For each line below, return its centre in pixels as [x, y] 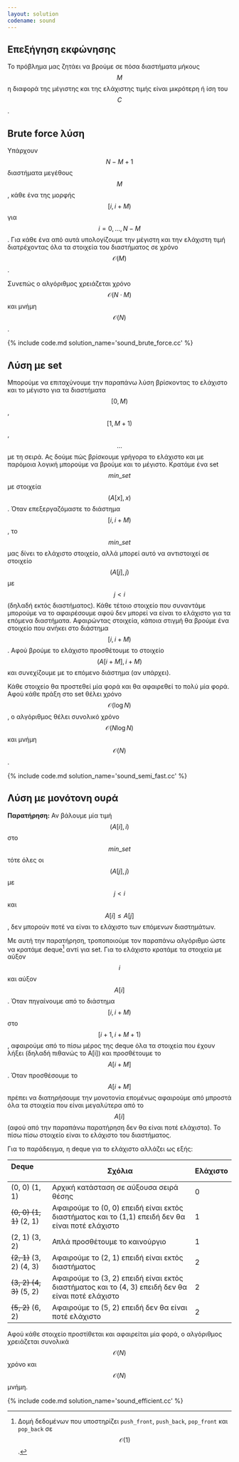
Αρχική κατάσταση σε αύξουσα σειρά [116, 1188]
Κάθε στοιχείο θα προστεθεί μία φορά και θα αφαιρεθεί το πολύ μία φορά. [118, 686]
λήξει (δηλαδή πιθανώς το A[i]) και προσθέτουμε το [84, 1053]
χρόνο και [22, 1364]
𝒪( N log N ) [119, 728]
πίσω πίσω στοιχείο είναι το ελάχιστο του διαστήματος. [90, 1135]
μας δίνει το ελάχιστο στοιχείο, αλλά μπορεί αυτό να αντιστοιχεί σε [108, 553]
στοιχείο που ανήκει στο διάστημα [58, 628]
